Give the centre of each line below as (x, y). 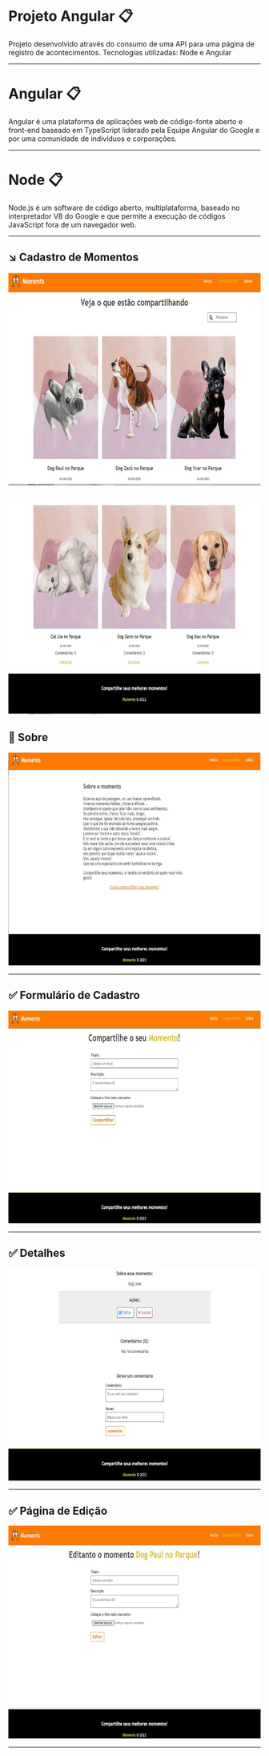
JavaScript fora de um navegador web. (72, 224)
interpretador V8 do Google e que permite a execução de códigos (117, 216)
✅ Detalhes (37, 1253)
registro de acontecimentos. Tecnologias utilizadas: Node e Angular (120, 52)
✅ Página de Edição (58, 1510)
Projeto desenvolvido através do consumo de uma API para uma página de (131, 44)
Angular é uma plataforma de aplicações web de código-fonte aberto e (125, 121)
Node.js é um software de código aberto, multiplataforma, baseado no (124, 207)
